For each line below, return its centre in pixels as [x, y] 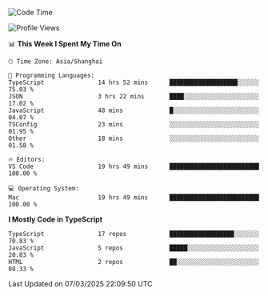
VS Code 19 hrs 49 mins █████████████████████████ [134, 166]
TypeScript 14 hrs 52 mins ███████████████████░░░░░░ [134, 82]
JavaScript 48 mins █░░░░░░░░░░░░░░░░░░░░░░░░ [134, 110]
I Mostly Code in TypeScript [55, 219]
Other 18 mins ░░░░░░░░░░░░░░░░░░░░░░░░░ [134, 138]
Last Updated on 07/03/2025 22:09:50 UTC [81, 284]
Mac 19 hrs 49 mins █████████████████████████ [134, 198]
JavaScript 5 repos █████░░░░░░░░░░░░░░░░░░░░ [134, 248]
